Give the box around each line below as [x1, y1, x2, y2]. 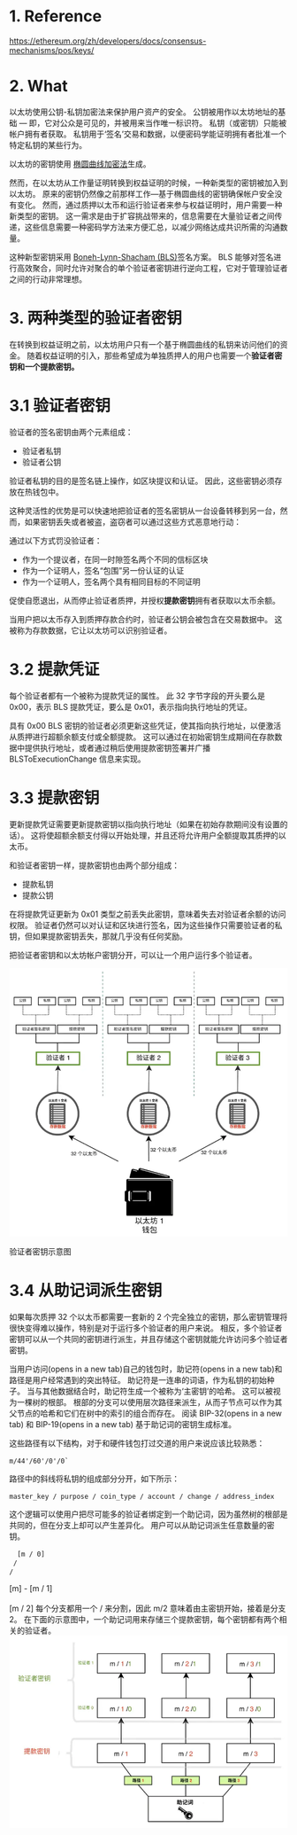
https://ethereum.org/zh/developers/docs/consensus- [9, 35, 207, 46]
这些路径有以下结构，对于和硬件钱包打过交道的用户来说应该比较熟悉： [9, 1438, 265, 1448]
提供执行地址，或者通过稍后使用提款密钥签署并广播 [24, 742, 210, 753]
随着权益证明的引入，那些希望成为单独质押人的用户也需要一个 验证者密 [26, 350, 283, 361]
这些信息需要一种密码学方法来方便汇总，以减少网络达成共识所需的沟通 [24, 222, 280, 232]
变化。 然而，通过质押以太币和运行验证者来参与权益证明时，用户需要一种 [16, 199, 283, 210]
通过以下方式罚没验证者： [9, 535, 103, 546]
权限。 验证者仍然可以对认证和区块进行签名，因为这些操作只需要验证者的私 [9, 919, 283, 930]
